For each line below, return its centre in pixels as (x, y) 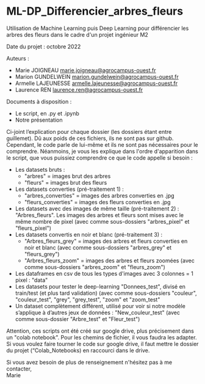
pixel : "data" (31, 280)
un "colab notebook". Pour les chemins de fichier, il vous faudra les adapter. (102, 337)
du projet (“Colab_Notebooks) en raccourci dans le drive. (78, 350)
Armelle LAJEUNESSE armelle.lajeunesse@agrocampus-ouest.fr (96, 83)
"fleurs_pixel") (33, 228)
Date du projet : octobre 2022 (44, 46)
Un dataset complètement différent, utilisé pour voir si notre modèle (100, 306)
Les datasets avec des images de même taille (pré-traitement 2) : (97, 209)
